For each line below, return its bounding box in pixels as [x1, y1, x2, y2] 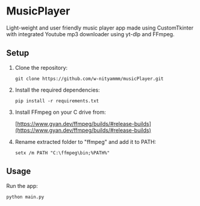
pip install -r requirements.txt [14, 98, 99, 104]
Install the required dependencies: [14, 86, 101, 93]
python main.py [6, 194, 45, 200]
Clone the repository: [14, 64, 68, 71]
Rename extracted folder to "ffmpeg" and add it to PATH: [14, 138, 157, 145]
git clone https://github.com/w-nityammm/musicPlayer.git [14, 75, 164, 82]
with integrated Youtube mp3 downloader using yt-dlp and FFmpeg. [6, 30, 175, 37]
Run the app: [6, 182, 38, 189]
